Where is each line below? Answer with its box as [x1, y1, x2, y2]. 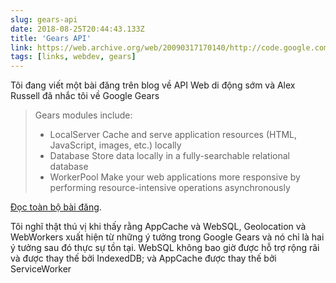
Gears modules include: [34, 109, 133, 121]
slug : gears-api [10, 14, 78, 25]
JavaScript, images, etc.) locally [49, 139, 182, 151]
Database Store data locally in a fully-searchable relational [49, 150, 290, 162]
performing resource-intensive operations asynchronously [49, 182, 291, 194]
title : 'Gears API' [10, 33, 92, 43]
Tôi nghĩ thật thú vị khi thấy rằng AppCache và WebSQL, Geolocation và [10, 221, 307, 233]
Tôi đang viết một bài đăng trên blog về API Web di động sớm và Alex [10, 79, 296, 91]
